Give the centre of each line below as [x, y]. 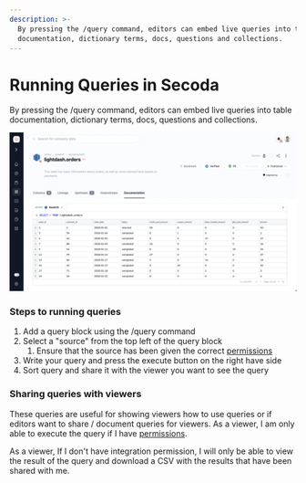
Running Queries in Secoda [115, 84]
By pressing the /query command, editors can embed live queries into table [151, 110]
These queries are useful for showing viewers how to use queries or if [141, 414]
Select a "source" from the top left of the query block [122, 341]
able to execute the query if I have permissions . [99, 433]
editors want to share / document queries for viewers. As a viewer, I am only [152, 424]
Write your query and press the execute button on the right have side [152, 361]
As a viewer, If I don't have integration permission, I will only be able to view [152, 451]
